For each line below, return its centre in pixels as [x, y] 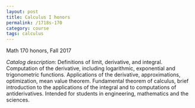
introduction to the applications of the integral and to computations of [91, 87]
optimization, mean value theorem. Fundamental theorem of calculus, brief [97, 81]
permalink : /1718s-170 [34, 23]
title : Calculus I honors [38, 17]
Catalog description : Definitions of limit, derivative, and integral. [84, 62]
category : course [28, 28]
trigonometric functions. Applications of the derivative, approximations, [93, 75]
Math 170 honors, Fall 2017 [39, 50]
